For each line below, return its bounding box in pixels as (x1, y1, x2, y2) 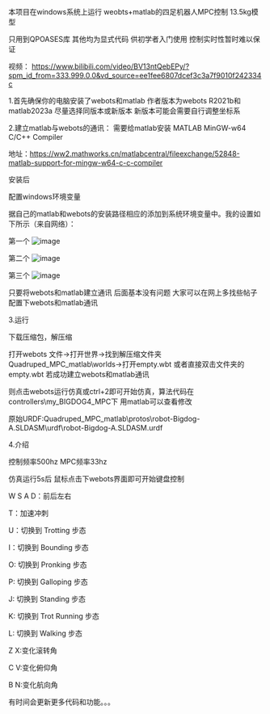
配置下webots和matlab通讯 (8, 298, 99, 307)
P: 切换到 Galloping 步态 (8, 577, 89, 586)
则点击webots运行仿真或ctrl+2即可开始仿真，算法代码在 (8, 387, 194, 396)
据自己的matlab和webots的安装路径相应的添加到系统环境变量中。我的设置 (8, 209, 254, 218)
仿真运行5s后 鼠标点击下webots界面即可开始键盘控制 (8, 474, 184, 483)
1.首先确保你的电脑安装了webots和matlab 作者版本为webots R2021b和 (8, 96, 241, 105)
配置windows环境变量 (8, 192, 81, 201)
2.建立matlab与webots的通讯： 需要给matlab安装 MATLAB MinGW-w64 (8, 124, 247, 132)
